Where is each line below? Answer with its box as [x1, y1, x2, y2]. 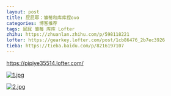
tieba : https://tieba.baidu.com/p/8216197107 [6, 43, 124, 49]
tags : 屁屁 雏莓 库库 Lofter [6, 26, 75, 32]
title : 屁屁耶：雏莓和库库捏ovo [6, 15, 79, 21]
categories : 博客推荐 [6, 20, 58, 26]
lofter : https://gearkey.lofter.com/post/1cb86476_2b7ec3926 [6, 37, 166, 43]
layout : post [6, 9, 40, 15]
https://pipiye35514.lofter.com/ [6, 59, 84, 67]
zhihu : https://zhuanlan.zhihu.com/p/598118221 [6, 32, 130, 38]
